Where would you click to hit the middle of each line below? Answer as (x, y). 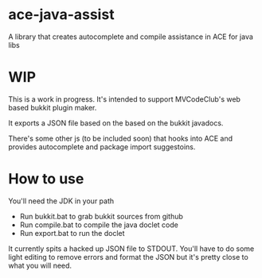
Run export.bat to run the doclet (72, 233)
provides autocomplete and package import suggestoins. (102, 147)
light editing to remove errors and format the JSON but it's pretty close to (128, 257)
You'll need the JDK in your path (61, 201)
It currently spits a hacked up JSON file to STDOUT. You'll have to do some (131, 249)
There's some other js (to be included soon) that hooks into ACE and (121, 138)
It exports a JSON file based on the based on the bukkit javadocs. (116, 123)
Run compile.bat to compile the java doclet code (99, 225)
